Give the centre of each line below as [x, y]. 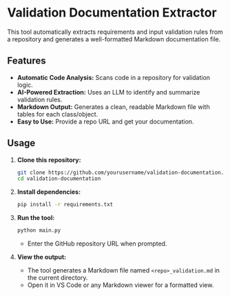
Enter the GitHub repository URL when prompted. [97, 244]
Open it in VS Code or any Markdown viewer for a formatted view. [121, 285]
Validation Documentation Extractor [112, 13]
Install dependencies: [49, 192]
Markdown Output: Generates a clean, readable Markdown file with [113, 107]
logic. [25, 85]
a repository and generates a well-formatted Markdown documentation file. [114, 39]
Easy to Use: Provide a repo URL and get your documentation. [105, 121]
